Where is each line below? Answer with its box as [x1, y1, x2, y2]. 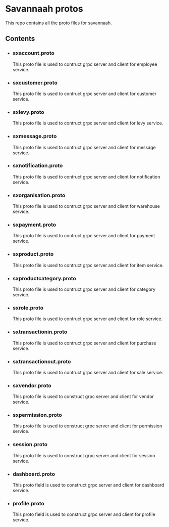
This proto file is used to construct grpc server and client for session [12, 452, 155, 458]
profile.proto [12, 500, 44, 507]
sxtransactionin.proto [12, 328, 68, 335]
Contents [5, 34, 35, 43]
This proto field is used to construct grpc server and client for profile [12, 511, 155, 517]
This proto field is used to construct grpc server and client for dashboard [12, 482, 164, 488]
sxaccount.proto [12, 50, 54, 57]
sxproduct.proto [12, 251, 54, 258]
